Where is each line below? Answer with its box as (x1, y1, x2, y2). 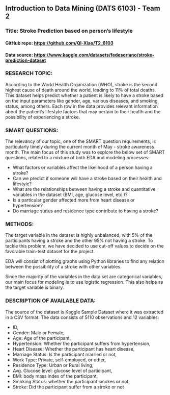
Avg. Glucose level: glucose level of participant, (12, 367, 112, 374)
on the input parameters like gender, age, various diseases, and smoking (5, 97, 158, 104)
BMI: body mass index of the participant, (12, 373, 98, 379)
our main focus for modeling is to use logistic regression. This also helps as (5, 279, 163, 285)
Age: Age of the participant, (12, 335, 71, 341)
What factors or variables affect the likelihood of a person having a (12, 164, 153, 170)
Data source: (5, 52, 33, 58)
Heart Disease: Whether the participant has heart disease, (12, 345, 135, 352)
